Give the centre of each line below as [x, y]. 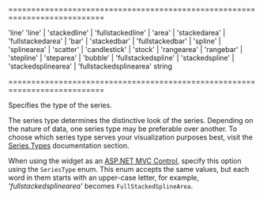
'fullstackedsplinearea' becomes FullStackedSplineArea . [101, 186]
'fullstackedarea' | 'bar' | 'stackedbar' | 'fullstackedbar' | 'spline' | [115, 41]
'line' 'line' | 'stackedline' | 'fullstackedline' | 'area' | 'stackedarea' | [117, 33]
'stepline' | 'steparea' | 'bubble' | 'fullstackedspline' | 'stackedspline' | [121, 58]
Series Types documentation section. [69, 146]
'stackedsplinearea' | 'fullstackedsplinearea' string [90, 66]
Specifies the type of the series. [60, 105]
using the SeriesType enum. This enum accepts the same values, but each [129, 169]
